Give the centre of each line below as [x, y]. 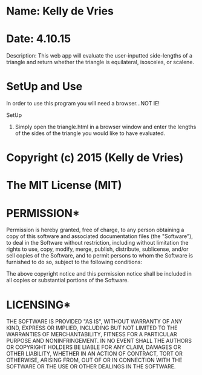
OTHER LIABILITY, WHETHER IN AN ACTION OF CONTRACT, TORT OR [94, 354]
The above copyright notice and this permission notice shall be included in [99, 274]
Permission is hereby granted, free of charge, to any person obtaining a [95, 230]
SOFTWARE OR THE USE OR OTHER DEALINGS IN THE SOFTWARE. [91, 367]
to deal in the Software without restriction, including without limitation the [97, 243]
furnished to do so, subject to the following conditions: [74, 262]
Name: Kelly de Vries [60, 11]
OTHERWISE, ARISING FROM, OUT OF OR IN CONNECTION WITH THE [94, 360]
